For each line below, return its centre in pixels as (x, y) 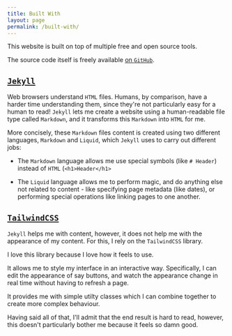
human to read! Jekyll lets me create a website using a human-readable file (116, 112)
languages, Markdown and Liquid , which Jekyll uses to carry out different (111, 140)
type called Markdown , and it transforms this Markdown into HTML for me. (106, 119)
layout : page (26, 20)
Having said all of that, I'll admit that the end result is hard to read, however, (116, 317)
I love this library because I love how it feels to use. (80, 254)
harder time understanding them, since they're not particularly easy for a (111, 105)
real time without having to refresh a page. (68, 283)
